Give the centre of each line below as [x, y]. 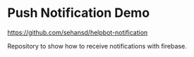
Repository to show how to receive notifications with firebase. [97, 46]
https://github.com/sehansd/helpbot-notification [78, 32]
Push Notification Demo [79, 13]
